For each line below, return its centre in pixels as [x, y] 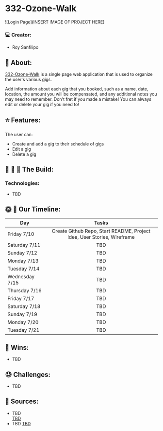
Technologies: [22, 183]
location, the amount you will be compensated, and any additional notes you [81, 94]
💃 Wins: [17, 348]
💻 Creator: [18, 35]
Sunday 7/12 [22, 253]
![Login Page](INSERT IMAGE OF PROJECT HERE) [55, 22]
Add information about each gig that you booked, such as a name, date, [77, 89]
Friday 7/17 [21, 299]
